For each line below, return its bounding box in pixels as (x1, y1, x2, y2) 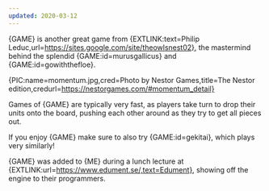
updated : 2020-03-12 (8, 11, 78, 20)
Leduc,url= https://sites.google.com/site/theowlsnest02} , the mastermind (8, 42, 251, 52)
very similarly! (8, 140, 55, 150)
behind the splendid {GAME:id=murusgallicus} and (8, 51, 177, 60)
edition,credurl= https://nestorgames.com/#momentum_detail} (8, 84, 215, 93)
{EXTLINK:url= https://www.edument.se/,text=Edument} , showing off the (8, 164, 249, 174)
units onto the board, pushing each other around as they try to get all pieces (8, 108, 262, 118)
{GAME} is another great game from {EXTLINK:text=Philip (8, 34, 200, 44)
